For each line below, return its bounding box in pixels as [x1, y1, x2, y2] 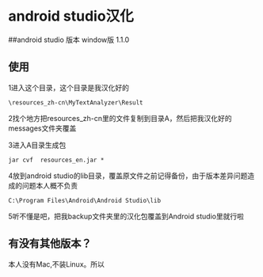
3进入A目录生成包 [8, 140, 67, 150]
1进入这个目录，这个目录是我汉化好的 [8, 82, 129, 92]
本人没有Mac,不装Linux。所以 [8, 259, 105, 269]
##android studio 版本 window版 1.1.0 [8, 35, 130, 44]
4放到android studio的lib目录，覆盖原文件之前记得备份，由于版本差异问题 [8, 171, 248, 180]
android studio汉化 [8, 7, 134, 25]
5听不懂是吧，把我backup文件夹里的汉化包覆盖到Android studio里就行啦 [8, 211, 244, 221]
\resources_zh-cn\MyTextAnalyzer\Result [8, 98, 144, 107]
